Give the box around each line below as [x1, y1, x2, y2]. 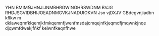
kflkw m [5, 15, 21, 20]
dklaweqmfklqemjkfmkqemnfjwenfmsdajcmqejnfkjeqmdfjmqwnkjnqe [5, 20, 146, 26]
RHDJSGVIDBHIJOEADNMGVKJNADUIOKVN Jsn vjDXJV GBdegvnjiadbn [5, 10, 155, 16]
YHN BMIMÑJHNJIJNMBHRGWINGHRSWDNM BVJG [5, 5, 113, 10]
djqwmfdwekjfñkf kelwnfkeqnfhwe [5, 25, 76, 31]
